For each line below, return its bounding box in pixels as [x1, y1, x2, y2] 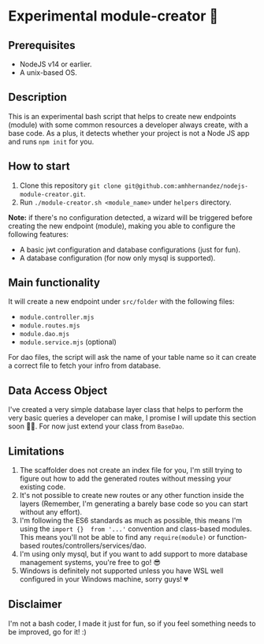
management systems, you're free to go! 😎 [19, 558, 162, 567]
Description [8, 91, 67, 104]
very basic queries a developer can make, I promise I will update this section [8, 414, 256, 423]
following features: [8, 229, 69, 239]
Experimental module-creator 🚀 [8, 7, 219, 25]
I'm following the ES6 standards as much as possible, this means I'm [19, 516, 243, 526]
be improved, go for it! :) [8, 627, 87, 636]
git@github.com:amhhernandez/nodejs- [125, 182, 248, 190]
